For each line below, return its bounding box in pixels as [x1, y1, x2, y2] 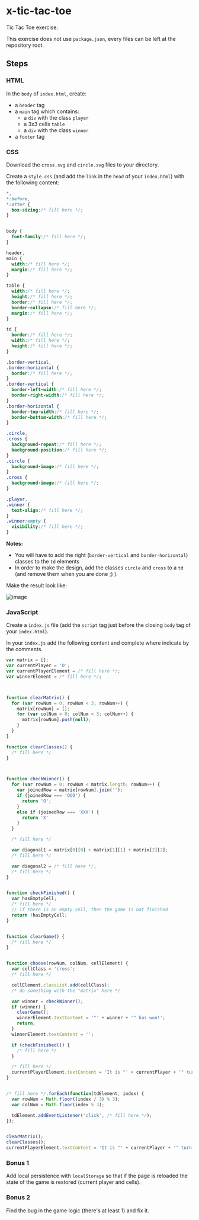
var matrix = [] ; [6, 657, 49, 663]
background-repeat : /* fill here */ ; [11, 441, 102, 448]
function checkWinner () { [6, 776, 70, 782]
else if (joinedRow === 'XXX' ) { [17, 809, 99, 815]
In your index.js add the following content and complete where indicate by [6, 639, 190, 646]
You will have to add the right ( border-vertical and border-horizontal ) [14, 552, 188, 559]
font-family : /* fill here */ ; [11, 234, 86, 240]
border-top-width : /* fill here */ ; [11, 409, 99, 415]
